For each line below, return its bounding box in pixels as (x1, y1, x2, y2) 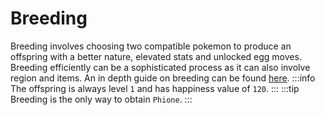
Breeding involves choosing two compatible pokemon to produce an (10, 40, 292, 52)
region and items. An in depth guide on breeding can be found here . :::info (10, 72, 316, 84)
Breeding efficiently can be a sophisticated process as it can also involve (10, 61, 311, 73)
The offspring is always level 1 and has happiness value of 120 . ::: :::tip (10, 82, 300, 94)
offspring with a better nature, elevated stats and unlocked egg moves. (10, 50, 302, 62)
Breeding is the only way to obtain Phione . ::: (10, 93, 193, 105)
